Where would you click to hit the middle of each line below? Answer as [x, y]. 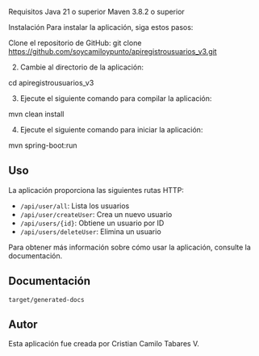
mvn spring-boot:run [43, 145]
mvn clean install [36, 114]
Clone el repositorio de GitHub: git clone [75, 43]
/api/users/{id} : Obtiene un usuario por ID [92, 223]
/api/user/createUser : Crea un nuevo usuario [96, 214]
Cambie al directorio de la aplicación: [81, 67]
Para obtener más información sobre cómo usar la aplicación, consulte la [130, 247]
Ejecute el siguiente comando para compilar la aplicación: [116, 98]
